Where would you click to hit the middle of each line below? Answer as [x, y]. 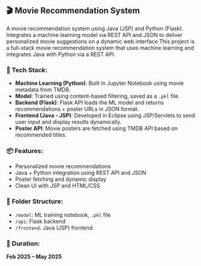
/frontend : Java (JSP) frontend [54, 228]
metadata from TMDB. [43, 90]
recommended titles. [41, 135]
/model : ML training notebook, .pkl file [63, 214]
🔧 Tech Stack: [27, 70]
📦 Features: [25, 151]
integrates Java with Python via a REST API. [61, 54]
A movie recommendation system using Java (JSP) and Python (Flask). [95, 28]
